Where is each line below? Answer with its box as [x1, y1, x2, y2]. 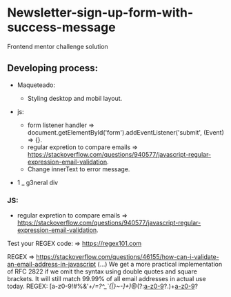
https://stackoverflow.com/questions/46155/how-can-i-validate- [36, 253, 219, 261]
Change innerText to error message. [27, 164, 130, 173]
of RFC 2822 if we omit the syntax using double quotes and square [7, 267, 198, 276]
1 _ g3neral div [17, 178, 59, 186]
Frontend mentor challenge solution [7, 42, 108, 50]
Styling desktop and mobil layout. [27, 94, 123, 102]
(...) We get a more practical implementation [97, 260, 223, 269]
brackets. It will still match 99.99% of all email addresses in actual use [7, 275, 206, 283]
